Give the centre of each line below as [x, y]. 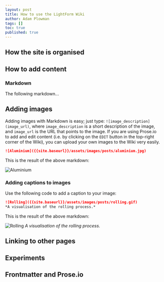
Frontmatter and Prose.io [44, 274]
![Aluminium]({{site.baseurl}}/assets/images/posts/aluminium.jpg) [76, 151]
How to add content [36, 69]
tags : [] [14, 23]
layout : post [18, 10]
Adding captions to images [38, 182]
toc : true [15, 28]
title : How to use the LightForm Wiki [45, 14]
